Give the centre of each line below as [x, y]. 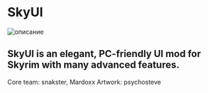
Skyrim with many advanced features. [93, 65]
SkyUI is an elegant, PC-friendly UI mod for [104, 54]
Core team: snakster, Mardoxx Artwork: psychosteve [84, 82]
